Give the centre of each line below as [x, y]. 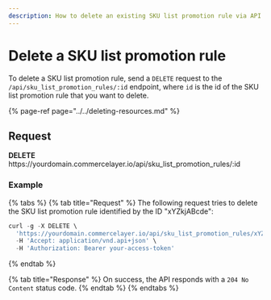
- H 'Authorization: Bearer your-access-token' [95, 248]
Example [26, 185]
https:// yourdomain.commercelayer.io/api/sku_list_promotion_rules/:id [124, 164]
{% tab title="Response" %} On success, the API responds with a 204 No [129, 280]
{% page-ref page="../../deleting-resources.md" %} [94, 110]
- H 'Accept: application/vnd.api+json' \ [86, 241]
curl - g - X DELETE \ [43, 226]
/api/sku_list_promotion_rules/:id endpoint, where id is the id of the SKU [134, 86]
